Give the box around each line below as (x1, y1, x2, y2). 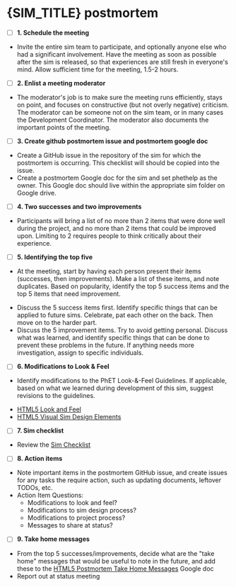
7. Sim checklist (16, 426, 64, 435)
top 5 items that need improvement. (16, 290, 121, 298)
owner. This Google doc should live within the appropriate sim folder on (16, 181, 225, 190)
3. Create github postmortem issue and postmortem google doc (16, 137, 208, 146)
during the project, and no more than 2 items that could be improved (16, 224, 216, 233)
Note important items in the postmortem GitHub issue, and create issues (16, 469, 228, 477)
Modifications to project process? (27, 513, 126, 522)
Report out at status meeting (16, 571, 100, 580)
